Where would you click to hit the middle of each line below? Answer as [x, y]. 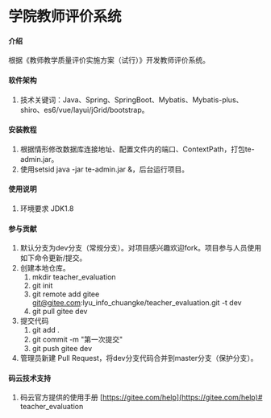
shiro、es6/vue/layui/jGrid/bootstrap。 [84, 110]
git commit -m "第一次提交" [77, 340]
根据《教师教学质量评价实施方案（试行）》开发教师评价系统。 [109, 60]
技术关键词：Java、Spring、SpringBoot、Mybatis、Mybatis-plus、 [131, 99]
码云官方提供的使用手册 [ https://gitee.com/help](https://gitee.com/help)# [141, 397]
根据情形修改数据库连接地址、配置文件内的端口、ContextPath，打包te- [138, 149]
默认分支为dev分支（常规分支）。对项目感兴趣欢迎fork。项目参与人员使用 [141, 248]
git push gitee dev [62, 349]
